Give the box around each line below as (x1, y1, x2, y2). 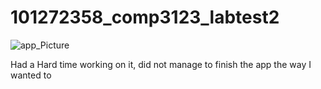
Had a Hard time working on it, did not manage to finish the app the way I (10, 58, 312, 70)
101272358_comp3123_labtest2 (10, 6, 280, 29)
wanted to (10, 69, 52, 81)
